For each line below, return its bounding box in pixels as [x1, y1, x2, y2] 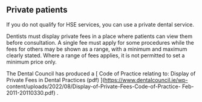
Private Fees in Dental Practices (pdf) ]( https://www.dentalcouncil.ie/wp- [6, 76, 189, 83]
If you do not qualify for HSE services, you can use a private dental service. [6, 21, 195, 28]
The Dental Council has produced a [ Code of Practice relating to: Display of [6, 69, 196, 77]
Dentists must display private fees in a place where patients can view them [6, 33, 193, 40]
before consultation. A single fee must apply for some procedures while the [6, 39, 195, 46]
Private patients [6, 5, 68, 15]
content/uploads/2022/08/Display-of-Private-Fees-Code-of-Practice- [6, 83, 181, 90]
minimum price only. [6, 58, 57, 65]
